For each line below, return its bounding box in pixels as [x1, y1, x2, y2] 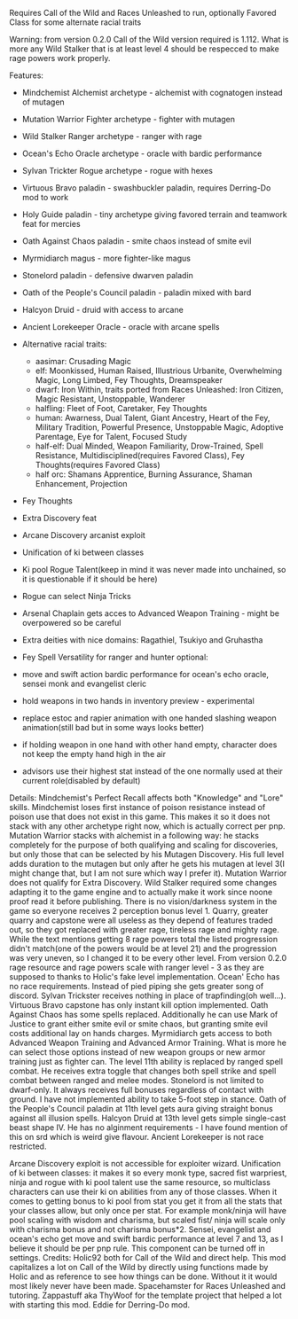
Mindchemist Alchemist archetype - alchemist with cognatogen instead [21, 88, 283, 98]
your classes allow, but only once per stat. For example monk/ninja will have [9, 1206, 286, 1215]
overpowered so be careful [21, 618, 122, 628]
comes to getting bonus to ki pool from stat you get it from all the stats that [9, 1196, 283, 1206]
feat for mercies [21, 219, 82, 229]
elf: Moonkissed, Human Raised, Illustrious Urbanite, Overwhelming [35, 365, 282, 376]
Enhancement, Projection [35, 479, 128, 488]
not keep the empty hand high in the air [21, 749, 167, 759]
